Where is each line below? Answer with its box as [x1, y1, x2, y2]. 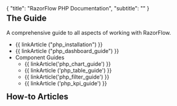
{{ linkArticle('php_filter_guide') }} [24, 73, 110, 80]
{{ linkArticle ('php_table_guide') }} [24, 67, 112, 74]
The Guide [6, 13, 47, 23]
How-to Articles [6, 91, 69, 102]
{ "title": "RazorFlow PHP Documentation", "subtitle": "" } [6, 5, 150, 12]
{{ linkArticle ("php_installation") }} [15, 41, 103, 48]
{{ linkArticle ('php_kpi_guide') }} [24, 80, 107, 87]
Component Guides [15, 54, 65, 62]
